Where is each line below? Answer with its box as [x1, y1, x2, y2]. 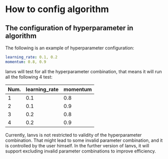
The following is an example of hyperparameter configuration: [5, 45, 135, 51]
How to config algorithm [5, 4, 109, 15]
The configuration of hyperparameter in [5, 24, 134, 32]
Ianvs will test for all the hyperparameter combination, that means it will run [5, 68, 162, 74]
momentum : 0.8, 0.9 [5, 59, 47, 64]
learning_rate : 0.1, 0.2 [5, 55, 58, 60]
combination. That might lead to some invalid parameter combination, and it [5, 137, 163, 143]
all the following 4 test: [5, 74, 53, 80]
